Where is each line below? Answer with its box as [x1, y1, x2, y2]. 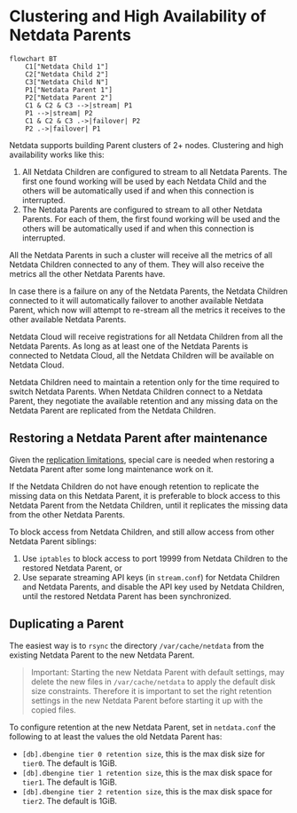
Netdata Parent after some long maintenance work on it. [9, 463, 215, 474]
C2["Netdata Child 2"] [25, 69, 109, 79]
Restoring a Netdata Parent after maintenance [9, 430, 268, 446]
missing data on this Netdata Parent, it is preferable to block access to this [9, 490, 281, 501]
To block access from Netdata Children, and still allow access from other [9, 526, 275, 537]
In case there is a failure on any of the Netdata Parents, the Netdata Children [9, 286, 288, 296]
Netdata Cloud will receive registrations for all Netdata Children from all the [9, 331, 284, 342]
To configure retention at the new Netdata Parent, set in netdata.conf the [9, 722, 277, 732]
